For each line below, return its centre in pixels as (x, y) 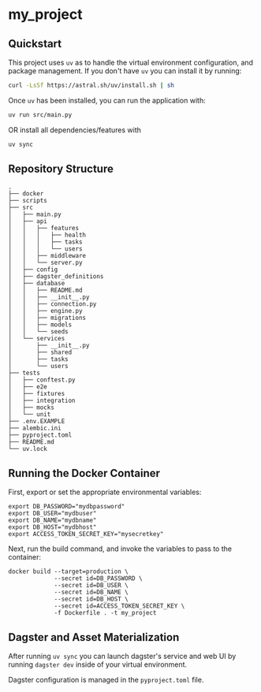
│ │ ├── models (40, 325)
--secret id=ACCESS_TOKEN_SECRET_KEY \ (119, 606)
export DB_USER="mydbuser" (52, 514)
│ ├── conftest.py (42, 380)
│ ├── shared (40, 352)
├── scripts (28, 201)
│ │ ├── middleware (47, 256)
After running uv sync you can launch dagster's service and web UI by (122, 657)
